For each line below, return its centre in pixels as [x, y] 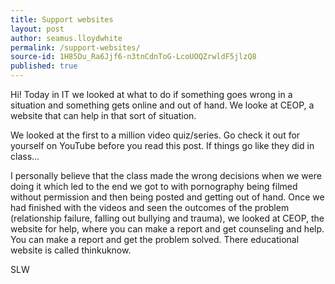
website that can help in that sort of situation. [103, 115]
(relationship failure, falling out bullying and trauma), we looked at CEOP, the [167, 218]
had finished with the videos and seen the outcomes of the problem [150, 207]
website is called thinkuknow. [71, 250]
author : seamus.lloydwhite [66, 38]
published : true [44, 66]
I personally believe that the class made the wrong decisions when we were [166, 175]
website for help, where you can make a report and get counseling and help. [167, 229]
